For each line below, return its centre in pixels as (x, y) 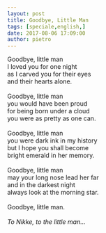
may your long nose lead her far (53, 177)
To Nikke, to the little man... (46, 222)
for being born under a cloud (48, 111)
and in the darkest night (41, 185)
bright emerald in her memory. (51, 155)
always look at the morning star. (53, 193)
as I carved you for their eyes (49, 74)
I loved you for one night (42, 67)
